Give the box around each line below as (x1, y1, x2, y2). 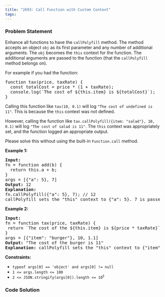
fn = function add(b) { (5, 162, 62, 167)
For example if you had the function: (5, 69, 79, 75)
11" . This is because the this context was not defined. (5, 108, 115, 114)
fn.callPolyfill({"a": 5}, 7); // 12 (5, 192, 96, 197)
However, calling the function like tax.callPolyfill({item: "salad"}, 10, (5, 118, 155, 124)
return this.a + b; (10, 167, 57, 172)
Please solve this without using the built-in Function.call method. (5, 138, 138, 144)
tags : (5, 12, 16, 17)
